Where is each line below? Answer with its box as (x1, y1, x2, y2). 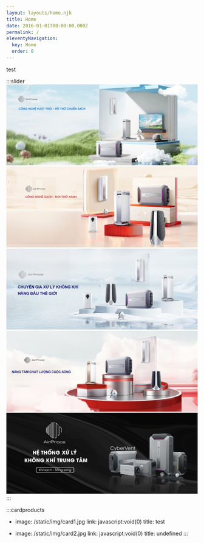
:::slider (6, 77, 25, 85)
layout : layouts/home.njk (6, 10, 72, 16)
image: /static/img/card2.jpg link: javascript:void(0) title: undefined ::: (15, 530, 188, 538)
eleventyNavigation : (6, 35, 59, 42)
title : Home (6, 16, 36, 22)
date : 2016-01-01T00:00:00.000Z (6, 22, 88, 29)
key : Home (12, 42, 36, 48)
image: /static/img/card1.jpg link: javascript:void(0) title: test (15, 518, 165, 525)
